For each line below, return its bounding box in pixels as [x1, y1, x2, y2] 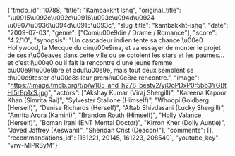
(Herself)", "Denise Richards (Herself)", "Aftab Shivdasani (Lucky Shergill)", [7, 104, 226, 112]
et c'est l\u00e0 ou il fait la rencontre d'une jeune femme [7, 59, 173, 66]
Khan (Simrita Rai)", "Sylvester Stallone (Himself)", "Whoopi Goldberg [7, 96, 210, 104]
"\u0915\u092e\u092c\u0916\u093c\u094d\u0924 [7, 13, 155, 22]
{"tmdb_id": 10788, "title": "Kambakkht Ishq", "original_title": [7, 6, 181, 14]
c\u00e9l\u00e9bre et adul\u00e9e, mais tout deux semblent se [7, 66, 194, 74]
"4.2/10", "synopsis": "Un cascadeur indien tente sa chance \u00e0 [7, 36, 203, 44]
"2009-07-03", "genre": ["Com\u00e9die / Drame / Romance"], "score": [7, 28, 217, 37]
